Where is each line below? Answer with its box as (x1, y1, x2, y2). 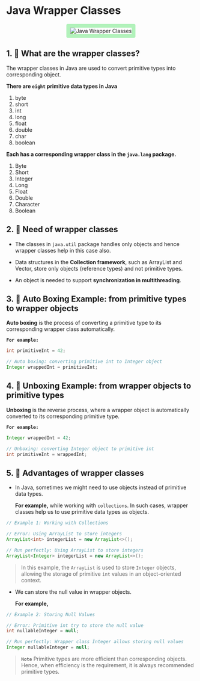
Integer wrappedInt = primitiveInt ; (6, 365, 98, 371)
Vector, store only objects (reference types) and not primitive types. (14, 265, 183, 272)
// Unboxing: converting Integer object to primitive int (6, 446, 154, 452)
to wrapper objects (6, 303, 79, 313)
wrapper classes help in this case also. (14, 247, 111, 254)
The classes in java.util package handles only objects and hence (14, 240, 180, 247)
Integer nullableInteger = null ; (6, 644, 90, 650)
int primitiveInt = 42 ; (6, 348, 66, 354)
